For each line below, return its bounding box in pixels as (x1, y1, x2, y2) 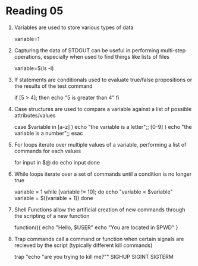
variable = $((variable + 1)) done (14, 194, 93, 201)
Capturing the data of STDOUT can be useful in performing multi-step (14, 46, 186, 54)
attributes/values (14, 112, 56, 119)
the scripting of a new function (14, 212, 90, 219)
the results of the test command (14, 82, 93, 90)
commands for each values (14, 147, 81, 154)
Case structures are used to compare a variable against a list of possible (14, 105, 192, 112)
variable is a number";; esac (14, 129, 83, 137)
